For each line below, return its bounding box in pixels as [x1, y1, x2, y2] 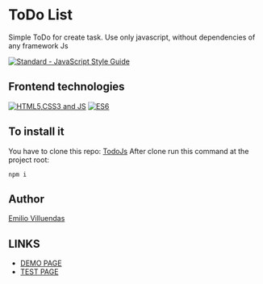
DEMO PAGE [19, 258, 62, 268]
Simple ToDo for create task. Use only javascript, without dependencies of [8, 32, 256, 42]
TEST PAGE [19, 267, 59, 277]
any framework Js [8, 40, 69, 50]
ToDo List [8, 6, 73, 24]
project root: [8, 155, 50, 165]
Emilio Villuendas [8, 214, 65, 223]
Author [8, 192, 44, 206]
